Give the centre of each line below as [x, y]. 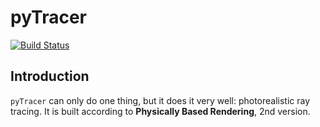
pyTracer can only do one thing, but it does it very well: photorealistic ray [160, 100]
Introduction [50, 76]
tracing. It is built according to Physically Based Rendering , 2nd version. [160, 111]
